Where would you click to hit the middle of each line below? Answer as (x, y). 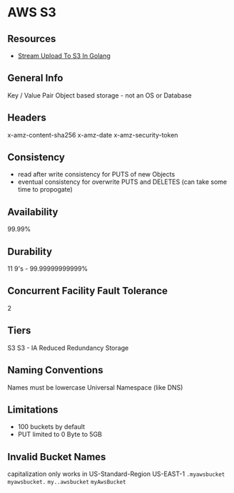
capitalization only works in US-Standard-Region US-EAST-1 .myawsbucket (116, 474)
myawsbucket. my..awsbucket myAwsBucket (67, 482)
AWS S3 (32, 12)
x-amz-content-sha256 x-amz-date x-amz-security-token (93, 135)
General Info (35, 78)
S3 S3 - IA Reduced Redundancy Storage (68, 348)
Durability (30, 251)
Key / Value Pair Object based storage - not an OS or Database (100, 95)
